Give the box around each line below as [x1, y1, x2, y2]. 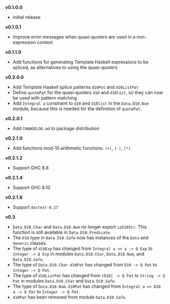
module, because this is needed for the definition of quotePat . [12, 106, 142, 111]
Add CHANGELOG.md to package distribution [12, 126, 100, 131]
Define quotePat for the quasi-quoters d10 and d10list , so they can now [12, 89, 163, 96]
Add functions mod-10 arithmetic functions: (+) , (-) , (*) [12, 145, 131, 151]
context [37, 39, 53, 45]
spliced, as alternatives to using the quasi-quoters [12, 65, 118, 70]
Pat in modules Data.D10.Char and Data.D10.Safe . [12, 278, 116, 284]
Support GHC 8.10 [12, 185, 51, 190]
